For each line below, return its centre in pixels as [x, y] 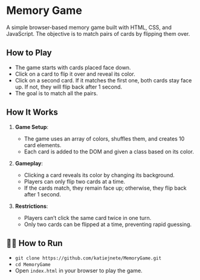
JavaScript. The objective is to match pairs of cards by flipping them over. [98, 33]
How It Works [32, 112]
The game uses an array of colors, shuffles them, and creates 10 [104, 138]
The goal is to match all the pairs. [56, 93]
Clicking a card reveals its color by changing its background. [99, 175]
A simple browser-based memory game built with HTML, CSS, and [89, 27]
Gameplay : [29, 163]
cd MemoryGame [33, 265]
